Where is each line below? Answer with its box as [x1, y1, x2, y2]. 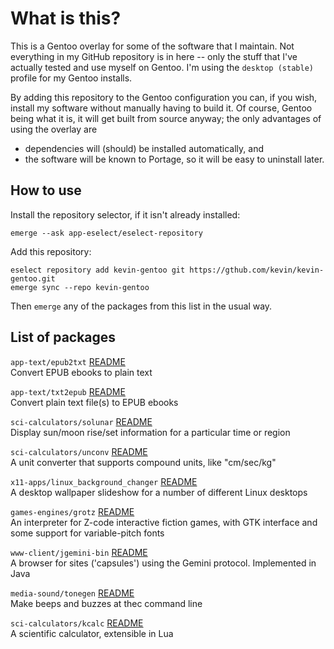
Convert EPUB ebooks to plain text [10, 366, 153, 378]
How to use [10, 182, 82, 199]
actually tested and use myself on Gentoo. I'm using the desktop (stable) [10, 61, 314, 73]
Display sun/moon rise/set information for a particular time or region [10, 426, 291, 438]
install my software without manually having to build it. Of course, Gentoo [10, 102, 313, 114]
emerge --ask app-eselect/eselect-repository [10, 228, 203, 238]
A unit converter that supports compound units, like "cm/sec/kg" [10, 456, 277, 468]
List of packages [10, 329, 117, 346]
